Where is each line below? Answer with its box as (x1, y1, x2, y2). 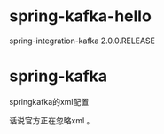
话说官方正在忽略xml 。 (9, 115, 95, 125)
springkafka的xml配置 (9, 96, 90, 107)
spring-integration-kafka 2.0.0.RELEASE (9, 35, 156, 46)
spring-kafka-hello (9, 6, 152, 26)
